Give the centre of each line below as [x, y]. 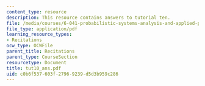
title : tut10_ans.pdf [34, 68]
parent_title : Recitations [41, 51]
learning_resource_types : [39, 35]
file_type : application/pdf [42, 29]
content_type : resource [37, 12]
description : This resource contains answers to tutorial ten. [88, 18]
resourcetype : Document [37, 62]
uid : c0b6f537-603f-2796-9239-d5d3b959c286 [63, 74]
